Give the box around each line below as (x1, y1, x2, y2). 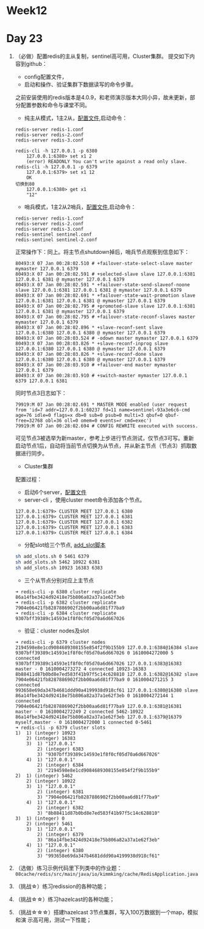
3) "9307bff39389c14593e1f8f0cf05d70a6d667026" (37, 751, 160, 757)
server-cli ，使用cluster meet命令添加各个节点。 (24, 496, 146, 504)
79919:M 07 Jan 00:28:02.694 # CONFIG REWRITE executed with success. (15, 423, 199, 429)
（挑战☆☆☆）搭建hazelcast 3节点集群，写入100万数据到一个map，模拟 (15, 908, 199, 916)
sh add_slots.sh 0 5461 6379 (15, 554, 90, 560)
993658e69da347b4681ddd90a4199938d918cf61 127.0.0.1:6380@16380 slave (15, 687, 199, 693)
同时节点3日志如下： (15, 389, 67, 397)
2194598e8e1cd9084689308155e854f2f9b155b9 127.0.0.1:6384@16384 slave (15, 645, 199, 651)
